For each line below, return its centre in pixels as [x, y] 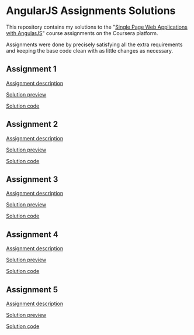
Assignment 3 [32, 179]
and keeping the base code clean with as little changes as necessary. [90, 50]
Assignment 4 [32, 234]
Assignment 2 [32, 124]
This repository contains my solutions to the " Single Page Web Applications [97, 27]
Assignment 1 [31, 69]
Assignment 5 [32, 290]
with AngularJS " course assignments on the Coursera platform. [82, 33]
